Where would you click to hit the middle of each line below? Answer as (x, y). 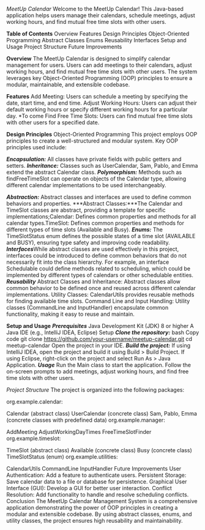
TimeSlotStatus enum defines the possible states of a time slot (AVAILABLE (101, 236)
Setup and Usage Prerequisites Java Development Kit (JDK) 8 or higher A (100, 326)
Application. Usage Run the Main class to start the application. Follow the (99, 365)
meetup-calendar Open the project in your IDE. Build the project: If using (99, 345)
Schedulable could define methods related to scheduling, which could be (99, 268)
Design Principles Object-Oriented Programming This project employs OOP (102, 134)
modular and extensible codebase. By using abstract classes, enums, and (99, 514)
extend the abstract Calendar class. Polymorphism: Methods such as (94, 172)
